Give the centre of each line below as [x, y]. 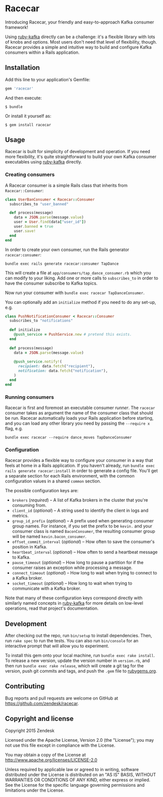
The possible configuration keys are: [42, 491]
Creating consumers [30, 175]
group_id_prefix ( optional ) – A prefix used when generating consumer [83, 521]
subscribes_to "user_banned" [39, 204]
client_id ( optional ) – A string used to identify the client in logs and [80, 511]
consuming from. [29, 505]
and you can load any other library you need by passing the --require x [78, 423]
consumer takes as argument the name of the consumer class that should [79, 413]
